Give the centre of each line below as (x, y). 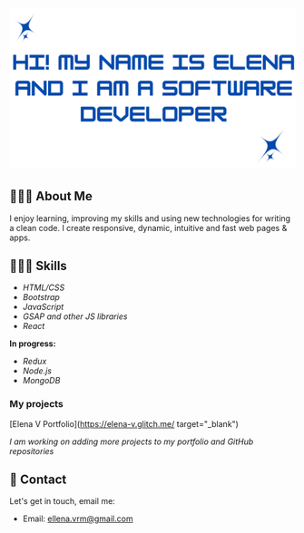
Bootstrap (41, 297)
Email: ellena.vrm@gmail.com (78, 518)
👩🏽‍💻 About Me (51, 196)
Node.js (37, 371)
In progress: (33, 344)
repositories (32, 451)
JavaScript (43, 307)
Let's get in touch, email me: (62, 501)
